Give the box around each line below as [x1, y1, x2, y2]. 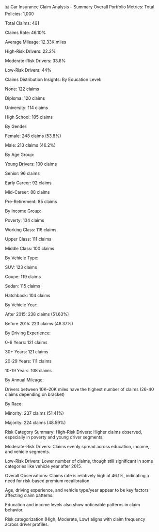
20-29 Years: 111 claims [5, 358, 52, 364]
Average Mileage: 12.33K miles [5, 39, 66, 45]
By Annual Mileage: [5, 377, 44, 383]
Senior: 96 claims [5, 171, 40, 176]
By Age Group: [5, 152, 35, 157]
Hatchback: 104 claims [5, 293, 51, 298]
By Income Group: [5, 208, 41, 214]
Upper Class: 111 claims [5, 236, 52, 242]
